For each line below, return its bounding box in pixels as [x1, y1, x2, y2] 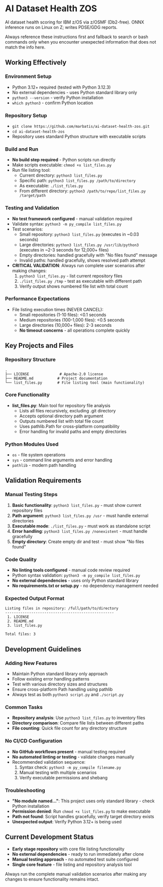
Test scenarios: [12, 226, 43, 232]
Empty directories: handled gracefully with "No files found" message [19, 252, 157, 258]
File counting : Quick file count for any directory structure [12, 725, 127, 731]
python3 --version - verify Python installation [12, 94, 104, 100]
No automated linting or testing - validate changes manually [12, 754, 135, 760]
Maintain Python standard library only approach [12, 671, 108, 677]
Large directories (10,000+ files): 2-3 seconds [19, 322, 112, 328]
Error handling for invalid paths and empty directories [19, 429, 127, 434]
